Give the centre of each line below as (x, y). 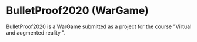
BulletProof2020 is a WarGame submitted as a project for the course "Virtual (99, 26)
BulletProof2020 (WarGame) (77, 11)
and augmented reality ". (36, 32)
